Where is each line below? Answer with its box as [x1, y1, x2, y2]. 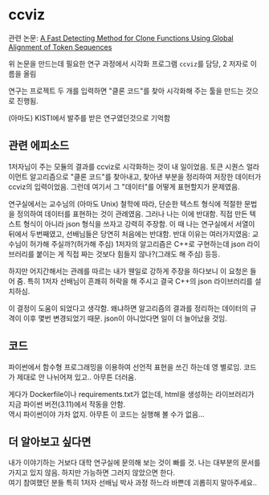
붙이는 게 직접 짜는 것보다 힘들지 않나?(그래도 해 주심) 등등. [35, 249, 221, 259]
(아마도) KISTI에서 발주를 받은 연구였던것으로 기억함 [8, 112, 171, 122]
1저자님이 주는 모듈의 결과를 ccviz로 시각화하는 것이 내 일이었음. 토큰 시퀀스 [8, 162, 245, 171]
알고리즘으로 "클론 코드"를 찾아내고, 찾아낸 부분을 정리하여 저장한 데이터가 [29, 171, 262, 182]
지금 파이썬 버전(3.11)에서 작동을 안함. [8, 399, 126, 409]
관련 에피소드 [8, 139, 70, 153]
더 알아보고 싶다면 [8, 435, 92, 448]
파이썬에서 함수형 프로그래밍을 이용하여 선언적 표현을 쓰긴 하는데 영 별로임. [8, 362, 243, 371]
